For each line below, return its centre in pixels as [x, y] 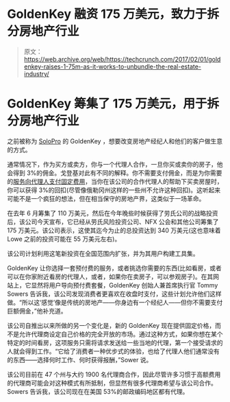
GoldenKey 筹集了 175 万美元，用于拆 [113, 104]
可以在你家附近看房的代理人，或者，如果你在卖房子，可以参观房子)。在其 [110, 276]
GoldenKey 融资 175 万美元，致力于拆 [113, 14]
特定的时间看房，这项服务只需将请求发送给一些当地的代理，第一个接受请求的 [115, 342]
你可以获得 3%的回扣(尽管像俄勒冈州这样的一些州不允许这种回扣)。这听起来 [114, 190]
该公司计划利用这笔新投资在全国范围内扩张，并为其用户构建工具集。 [103, 253]
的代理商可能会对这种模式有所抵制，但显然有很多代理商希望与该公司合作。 [112, 383]
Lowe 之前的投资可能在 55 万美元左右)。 [64, 239]
